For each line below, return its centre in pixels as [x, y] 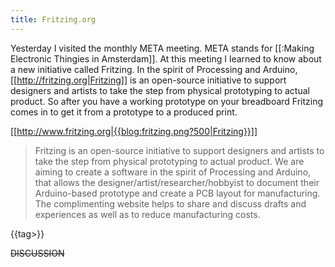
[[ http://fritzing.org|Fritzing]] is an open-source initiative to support [148, 80]
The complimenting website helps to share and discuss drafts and [170, 203]
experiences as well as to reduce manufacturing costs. [147, 214]
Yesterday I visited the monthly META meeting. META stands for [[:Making [162, 48]
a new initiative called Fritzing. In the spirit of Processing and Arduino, [154, 69]
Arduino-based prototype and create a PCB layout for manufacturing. [177, 193]
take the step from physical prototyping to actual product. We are [169, 161]
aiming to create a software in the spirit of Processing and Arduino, [173, 172]
